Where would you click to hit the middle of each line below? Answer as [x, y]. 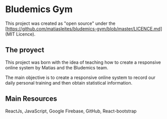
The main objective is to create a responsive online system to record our [80, 77]
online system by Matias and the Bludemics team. [57, 67]
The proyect [25, 50]
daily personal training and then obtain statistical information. [69, 83]
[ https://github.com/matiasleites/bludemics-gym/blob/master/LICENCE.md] [84, 28]
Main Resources [31, 99]
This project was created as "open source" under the [60, 23]
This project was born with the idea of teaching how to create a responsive [83, 62]
